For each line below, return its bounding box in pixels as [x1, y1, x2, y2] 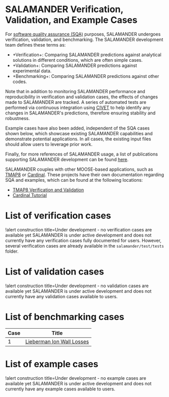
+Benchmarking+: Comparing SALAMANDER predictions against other [12, 73, 159, 79]
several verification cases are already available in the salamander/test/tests [5, 243, 164, 249]
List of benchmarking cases [5, 311, 125, 323]
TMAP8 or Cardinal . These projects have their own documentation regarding [5, 171, 164, 178]
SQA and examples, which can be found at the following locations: [5, 177, 143, 183]
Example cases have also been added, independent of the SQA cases [5, 125, 150, 131]
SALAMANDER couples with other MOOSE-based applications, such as [5, 166, 153, 172]
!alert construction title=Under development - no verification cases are [5, 226, 152, 232]
